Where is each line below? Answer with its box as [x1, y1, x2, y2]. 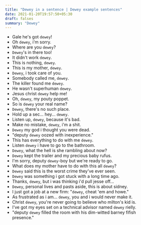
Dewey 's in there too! [12, 50, 52, 55]
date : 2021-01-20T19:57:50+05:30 [5, 12, 73, 17]
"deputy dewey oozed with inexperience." [12, 132, 94, 138]
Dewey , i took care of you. [12, 70, 62, 76]
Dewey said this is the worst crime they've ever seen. [12, 168, 116, 174]
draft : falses [5, 16, 34, 21]
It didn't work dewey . [12, 54, 52, 61]
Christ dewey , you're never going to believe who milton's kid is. [12, 199, 137, 205]
